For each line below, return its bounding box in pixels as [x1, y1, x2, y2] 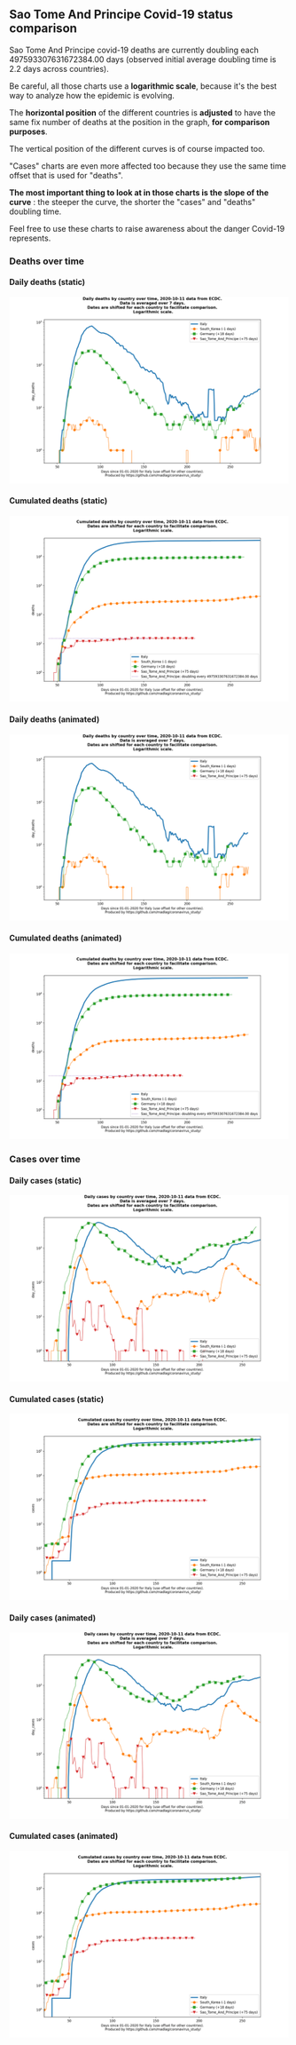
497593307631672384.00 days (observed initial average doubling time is [9, 53, 277, 65]
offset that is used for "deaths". [9, 170, 124, 180]
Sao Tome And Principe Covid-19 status [9, 7, 233, 22]
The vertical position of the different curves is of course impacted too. [9, 143, 266, 154]
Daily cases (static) [9, 1175, 82, 1185]
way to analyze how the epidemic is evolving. [9, 90, 175, 100]
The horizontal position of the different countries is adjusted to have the [9, 107, 277, 118]
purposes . [9, 126, 48, 137]
